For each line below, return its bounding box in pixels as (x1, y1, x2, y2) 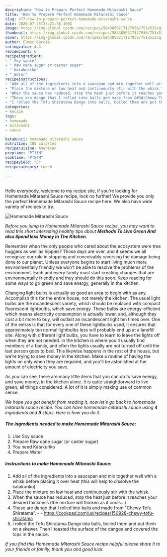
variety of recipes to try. (5, 204, 55, 210)
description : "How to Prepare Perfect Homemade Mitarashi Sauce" (5, 7, 143, 12)
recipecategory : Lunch (5, 164, 52, 169)
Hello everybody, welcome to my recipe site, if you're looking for (5, 188, 138, 194)
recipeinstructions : (5, 77, 48, 82)
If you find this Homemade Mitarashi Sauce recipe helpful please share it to (5, 541, 161, 547)
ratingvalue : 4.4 (5, 44, 41, 49)
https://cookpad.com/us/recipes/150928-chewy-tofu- (44, 510, 154, 516)
